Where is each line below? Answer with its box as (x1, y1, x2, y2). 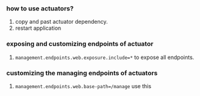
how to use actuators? (6, 4, 74, 13)
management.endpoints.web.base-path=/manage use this (15, 82, 151, 89)
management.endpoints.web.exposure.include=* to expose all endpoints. (15, 53, 195, 61)
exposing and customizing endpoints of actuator (6, 39, 154, 48)
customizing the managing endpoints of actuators (6, 69, 158, 77)
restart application (15, 24, 62, 32)
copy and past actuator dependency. (15, 18, 108, 26)
